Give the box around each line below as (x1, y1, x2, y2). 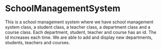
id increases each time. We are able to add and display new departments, (5, 34, 153, 40)
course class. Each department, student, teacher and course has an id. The (5, 29, 157, 35)
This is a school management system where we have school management (5, 19, 154, 25)
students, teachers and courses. (5, 39, 70, 45)
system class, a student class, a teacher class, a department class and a (5, 24, 150, 30)
